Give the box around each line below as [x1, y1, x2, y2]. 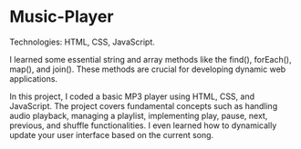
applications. [9, 73, 57, 84]
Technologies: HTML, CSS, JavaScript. [9, 36, 155, 47]
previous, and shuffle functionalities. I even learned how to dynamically [9, 120, 277, 131]
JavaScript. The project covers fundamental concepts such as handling [9, 100, 278, 111]
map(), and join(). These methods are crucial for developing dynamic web [9, 64, 286, 74]
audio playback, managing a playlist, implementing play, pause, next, [9, 110, 268, 121]
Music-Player [9, 6, 114, 27]
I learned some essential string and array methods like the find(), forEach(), [9, 54, 292, 65]
